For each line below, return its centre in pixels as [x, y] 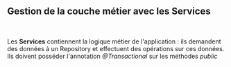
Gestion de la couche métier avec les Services [109, 11]
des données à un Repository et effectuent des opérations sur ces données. [116, 48]
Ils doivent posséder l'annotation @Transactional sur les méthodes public [112, 56]
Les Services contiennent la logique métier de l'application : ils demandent [114, 41]
